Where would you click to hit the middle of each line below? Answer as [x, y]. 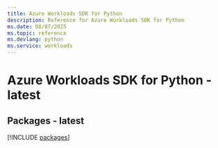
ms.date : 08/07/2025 [37, 26]
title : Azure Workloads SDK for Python [65, 14]
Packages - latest [46, 121]
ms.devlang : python [35, 40]
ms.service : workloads [40, 46]
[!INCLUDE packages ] [39, 137]
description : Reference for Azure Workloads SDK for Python [96, 20]
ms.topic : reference [37, 33]
